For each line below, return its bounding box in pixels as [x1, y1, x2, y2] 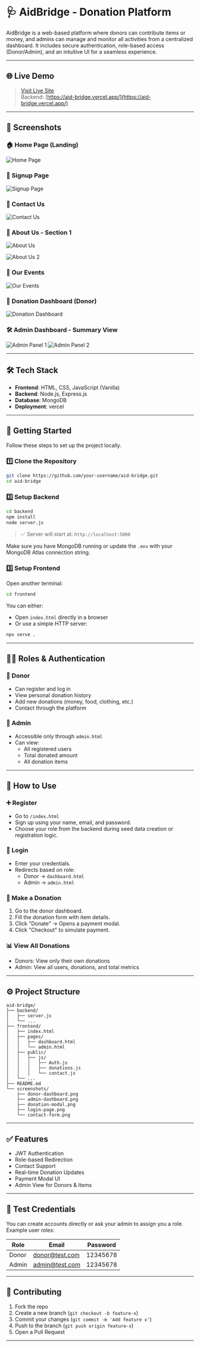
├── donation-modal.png [17, 1102, 76, 1108]
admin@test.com [33, 1260, 80, 1269]
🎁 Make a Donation [6, 893, 61, 902]
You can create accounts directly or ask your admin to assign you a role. [6, 1220, 183, 1227]
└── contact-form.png [17, 1112, 70, 1118]
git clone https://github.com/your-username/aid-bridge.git [6, 473, 159, 479]
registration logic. [14, 831, 58, 839]
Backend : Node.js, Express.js [14, 390, 87, 397]
